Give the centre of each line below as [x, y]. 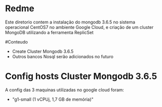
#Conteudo [16, 42]
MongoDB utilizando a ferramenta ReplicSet [49, 32]
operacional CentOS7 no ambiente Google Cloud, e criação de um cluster [79, 27]
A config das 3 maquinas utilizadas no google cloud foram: [65, 90]
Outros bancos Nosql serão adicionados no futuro [63, 56]
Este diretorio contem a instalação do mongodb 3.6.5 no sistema [70, 22]
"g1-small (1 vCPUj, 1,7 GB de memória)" [53, 99]
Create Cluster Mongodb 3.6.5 [43, 51]
